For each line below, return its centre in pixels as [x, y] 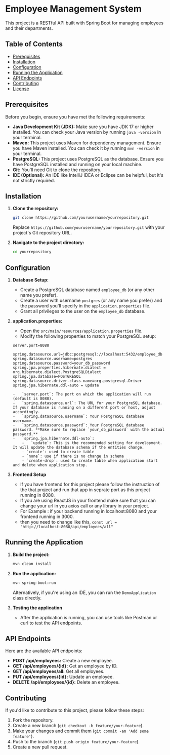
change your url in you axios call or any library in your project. [84, 506]
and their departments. [29, 28]
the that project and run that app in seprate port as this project [85, 490]
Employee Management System [73, 9]
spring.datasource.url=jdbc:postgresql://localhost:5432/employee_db [88, 354]
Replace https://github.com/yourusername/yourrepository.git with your [89, 227]
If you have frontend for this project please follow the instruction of [90, 484]
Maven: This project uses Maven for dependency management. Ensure [87, 143]
